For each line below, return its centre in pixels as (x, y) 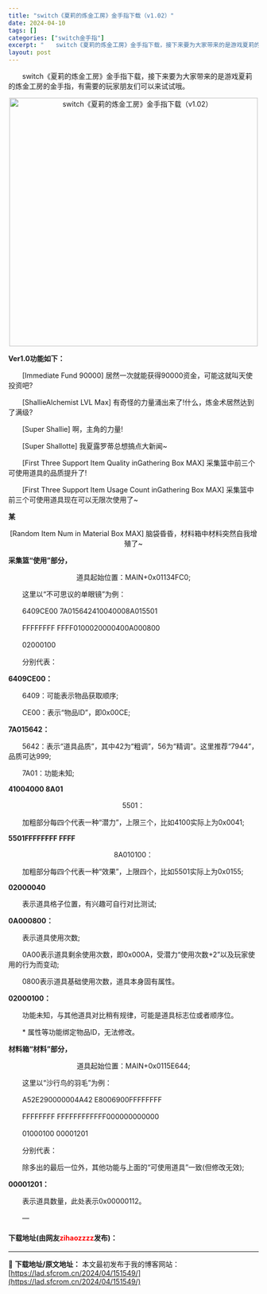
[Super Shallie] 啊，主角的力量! (72, 429)
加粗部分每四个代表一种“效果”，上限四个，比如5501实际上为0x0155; (133, 871)
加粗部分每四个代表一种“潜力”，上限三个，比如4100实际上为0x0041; (133, 822)
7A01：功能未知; (48, 773)
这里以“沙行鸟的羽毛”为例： (67, 1083)
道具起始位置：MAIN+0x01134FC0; (133, 577)
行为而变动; (41, 964)
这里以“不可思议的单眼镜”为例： (74, 594)
